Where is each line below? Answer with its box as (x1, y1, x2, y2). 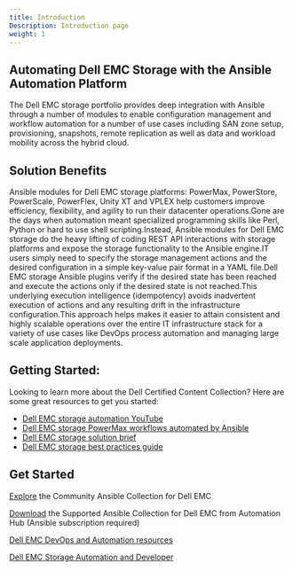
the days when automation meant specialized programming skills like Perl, (9, 215, 280, 225)
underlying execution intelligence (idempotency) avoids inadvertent (9, 290, 256, 301)
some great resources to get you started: (9, 395, 160, 406)
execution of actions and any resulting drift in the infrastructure (9, 300, 241, 310)
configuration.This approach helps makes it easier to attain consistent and (9, 309, 281, 319)
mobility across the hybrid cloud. (9, 137, 130, 148)
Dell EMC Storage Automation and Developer (9, 551, 174, 562)
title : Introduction (9, 12, 86, 22)
